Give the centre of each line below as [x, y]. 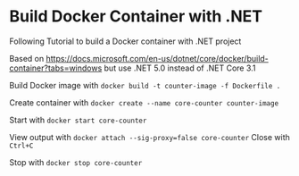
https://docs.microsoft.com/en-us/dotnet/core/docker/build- [158, 58]
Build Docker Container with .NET [136, 17]
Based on [27, 58]
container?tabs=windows [56, 68]
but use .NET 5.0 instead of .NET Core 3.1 [180, 68]
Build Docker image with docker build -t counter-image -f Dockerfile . [145, 85]
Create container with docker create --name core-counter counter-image [144, 102]
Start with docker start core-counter [78, 120]
